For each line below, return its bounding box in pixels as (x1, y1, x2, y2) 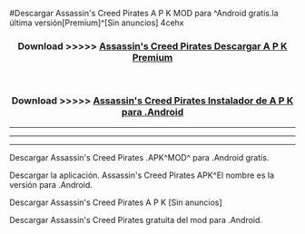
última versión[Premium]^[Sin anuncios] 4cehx (9, 17, 184, 28)
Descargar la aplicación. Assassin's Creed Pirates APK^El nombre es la (9, 170, 275, 180)
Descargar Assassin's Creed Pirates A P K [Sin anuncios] (9, 197, 222, 208)
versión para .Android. (9, 179, 93, 190)
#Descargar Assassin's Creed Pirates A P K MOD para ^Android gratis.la (9, 8, 279, 18)
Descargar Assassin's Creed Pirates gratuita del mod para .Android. (9, 214, 263, 225)
